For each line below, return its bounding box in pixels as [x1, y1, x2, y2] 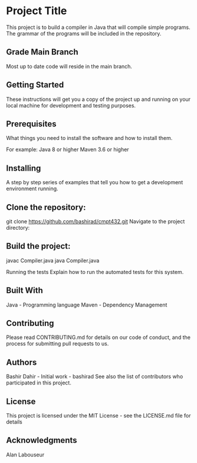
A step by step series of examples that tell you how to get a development [6, 179, 183, 186]
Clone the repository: [6, 202, 86, 212]
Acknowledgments [6, 435, 78, 445]
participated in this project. [6, 379, 72, 386]
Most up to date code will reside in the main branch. [6, 63, 133, 70]
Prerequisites [6, 119, 57, 129]
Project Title [6, 4, 67, 18]
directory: [6, 224, 30, 231]
